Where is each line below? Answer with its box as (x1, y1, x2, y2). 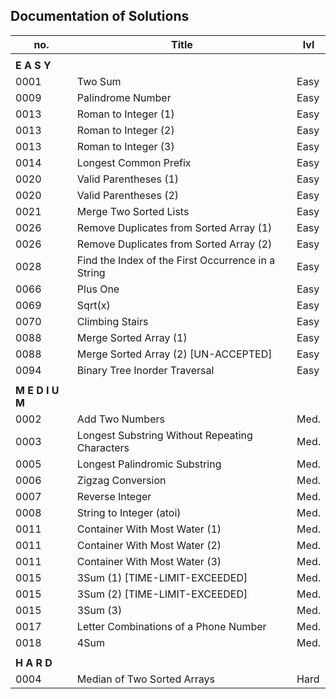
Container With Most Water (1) (76, 522, 222, 536)
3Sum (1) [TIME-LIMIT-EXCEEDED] (76, 570, 248, 584)
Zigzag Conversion (76, 473, 167, 487)
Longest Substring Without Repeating (76, 428, 253, 442)
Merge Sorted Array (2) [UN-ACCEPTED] (76, 347, 273, 361)
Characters (76, 440, 130, 454)
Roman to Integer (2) (76, 123, 175, 137)
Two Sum (76, 74, 122, 88)
